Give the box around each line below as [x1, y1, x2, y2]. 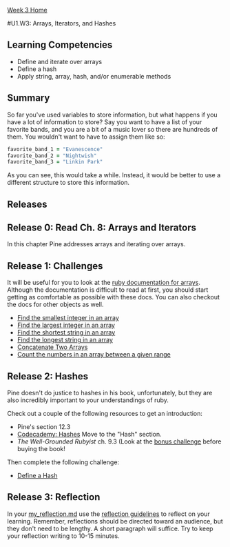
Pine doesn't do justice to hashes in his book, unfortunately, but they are [7, 389, 213, 397]
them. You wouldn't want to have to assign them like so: [7, 132, 165, 141]
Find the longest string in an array [17, 336, 114, 344]
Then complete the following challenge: [7, 458, 119, 466]
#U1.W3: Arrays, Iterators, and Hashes [7, 19, 116, 27]
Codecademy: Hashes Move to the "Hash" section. [17, 430, 162, 439]
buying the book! [17, 445, 65, 453]
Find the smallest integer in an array [17, 314, 119, 322]
